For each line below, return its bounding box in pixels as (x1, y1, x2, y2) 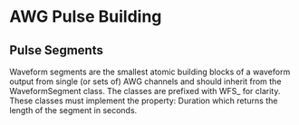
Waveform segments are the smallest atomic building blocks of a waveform (9, 66, 291, 77)
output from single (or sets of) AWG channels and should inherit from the (9, 76, 282, 87)
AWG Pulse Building (9, 6, 162, 27)
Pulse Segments (9, 43, 104, 58)
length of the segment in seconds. (9, 105, 138, 115)
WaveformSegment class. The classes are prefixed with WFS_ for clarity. (9, 86, 281, 96)
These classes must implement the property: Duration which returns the (9, 95, 278, 106)
